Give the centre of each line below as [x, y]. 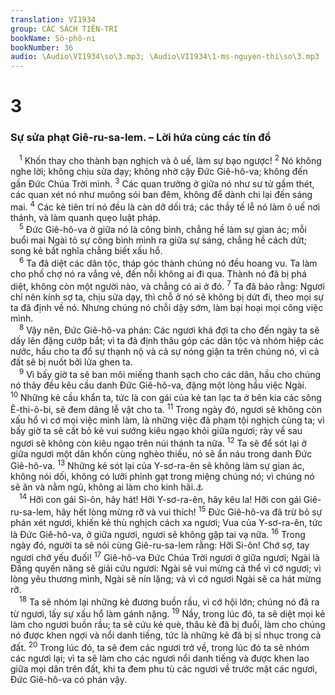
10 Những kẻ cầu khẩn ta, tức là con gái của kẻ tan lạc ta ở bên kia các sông [166, 396]
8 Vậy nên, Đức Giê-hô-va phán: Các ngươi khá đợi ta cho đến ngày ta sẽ [169, 329]
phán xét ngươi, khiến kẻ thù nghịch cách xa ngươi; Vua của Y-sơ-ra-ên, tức [166, 522]
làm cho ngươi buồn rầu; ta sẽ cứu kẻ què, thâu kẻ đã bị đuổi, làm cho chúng [168, 625]
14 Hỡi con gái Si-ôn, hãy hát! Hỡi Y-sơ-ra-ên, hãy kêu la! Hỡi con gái [160, 499]
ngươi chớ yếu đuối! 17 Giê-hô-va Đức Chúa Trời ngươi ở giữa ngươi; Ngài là [165, 557]
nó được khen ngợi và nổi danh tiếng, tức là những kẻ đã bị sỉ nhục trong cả [166, 635]
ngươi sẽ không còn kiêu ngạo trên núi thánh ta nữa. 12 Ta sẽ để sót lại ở [158, 442]
